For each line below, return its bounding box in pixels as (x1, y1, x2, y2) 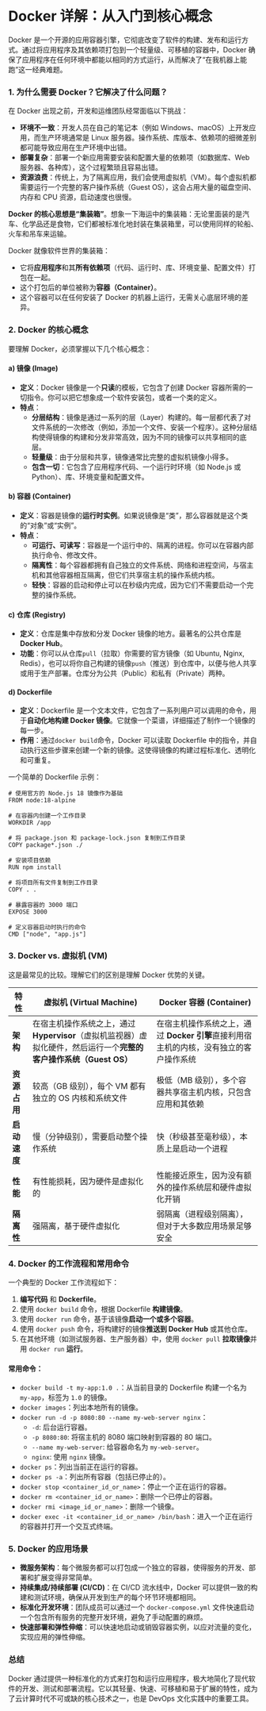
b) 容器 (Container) (8, 491, 71, 501)
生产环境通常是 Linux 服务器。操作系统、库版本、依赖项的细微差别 (40, 133, 257, 143)
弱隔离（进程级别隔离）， (156, 1208, 248, 1219)
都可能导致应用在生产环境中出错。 (19, 143, 131, 152)
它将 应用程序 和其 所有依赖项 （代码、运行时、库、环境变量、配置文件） (19, 263, 249, 272)
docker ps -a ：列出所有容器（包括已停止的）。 (19, 1472, 170, 1482)
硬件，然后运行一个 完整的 (48, 1041, 144, 1052)
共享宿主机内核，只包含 (164, 1086, 252, 1098)
